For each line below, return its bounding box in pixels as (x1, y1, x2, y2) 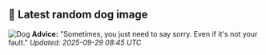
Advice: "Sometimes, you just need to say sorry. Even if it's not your (31, 29, 258, 38)
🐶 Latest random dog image (8, 8, 148, 22)
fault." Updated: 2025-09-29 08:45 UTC (8, 37, 142, 47)
